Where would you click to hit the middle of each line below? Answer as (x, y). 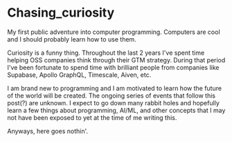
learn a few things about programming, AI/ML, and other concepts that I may (116, 110)
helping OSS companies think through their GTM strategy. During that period (116, 60)
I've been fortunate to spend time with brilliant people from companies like (113, 67)
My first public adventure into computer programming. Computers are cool (114, 32)
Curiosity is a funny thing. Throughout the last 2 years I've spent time (106, 53)
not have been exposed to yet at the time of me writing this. (92, 117)
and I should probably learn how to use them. (72, 39)
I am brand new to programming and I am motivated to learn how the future (115, 88)
